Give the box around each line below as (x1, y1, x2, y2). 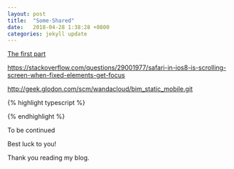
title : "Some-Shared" (7, 17, 75, 24)
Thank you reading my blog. (7, 153, 90, 162)
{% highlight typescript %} (7, 99, 85, 107)
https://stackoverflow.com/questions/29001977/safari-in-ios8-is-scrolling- (7, 63, 226, 72)
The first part (7, 50, 46, 58)
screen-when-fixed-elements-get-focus (7, 71, 126, 80)
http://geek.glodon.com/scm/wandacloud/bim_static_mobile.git (7, 84, 193, 93)
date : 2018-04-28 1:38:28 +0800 (7, 23, 110, 31)
